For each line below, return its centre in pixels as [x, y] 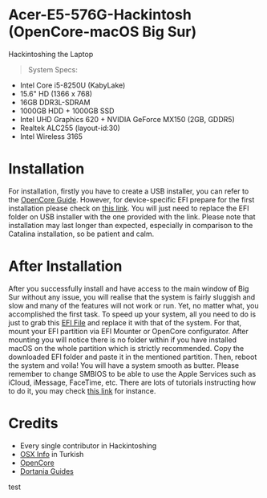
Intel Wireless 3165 [51, 136]
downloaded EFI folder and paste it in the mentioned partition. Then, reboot [133, 357]
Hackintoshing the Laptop [51, 54]
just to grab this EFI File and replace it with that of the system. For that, [125, 322]
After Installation [65, 266]
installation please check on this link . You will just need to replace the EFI [129, 208]
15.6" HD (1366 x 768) [56, 93]
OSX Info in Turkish [52, 454]
